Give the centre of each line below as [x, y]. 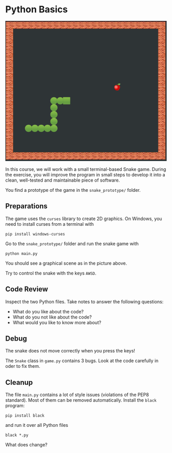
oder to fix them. [23, 366]
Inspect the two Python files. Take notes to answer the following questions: [84, 302]
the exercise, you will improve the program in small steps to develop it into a [85, 175]
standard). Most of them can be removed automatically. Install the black [81, 400]
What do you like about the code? [48, 311]
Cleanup [19, 382]
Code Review [27, 289]
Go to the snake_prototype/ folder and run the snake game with [72, 243]
